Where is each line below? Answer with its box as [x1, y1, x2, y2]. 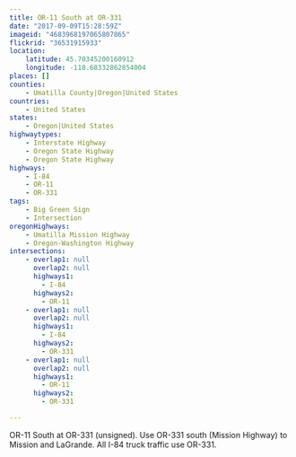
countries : [9, 96, 50, 106]
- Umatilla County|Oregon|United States [25, 88, 178, 97]
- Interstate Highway [25, 138, 106, 147]
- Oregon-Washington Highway [25, 239, 135, 248]
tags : [9, 197, 30, 207]
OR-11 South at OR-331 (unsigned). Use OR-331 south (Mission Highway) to [9, 429, 288, 440]
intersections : [9, 247, 66, 256]
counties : [9, 80, 47, 89]
